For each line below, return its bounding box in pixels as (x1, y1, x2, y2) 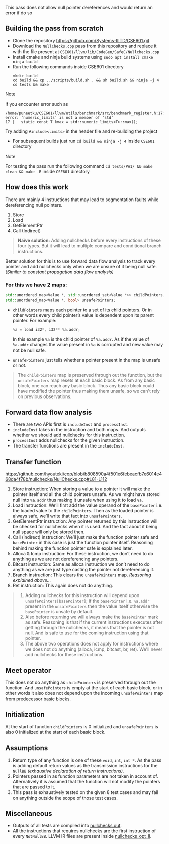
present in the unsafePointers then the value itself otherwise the (25, 603, 158, 609)
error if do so (5, 10, 33, 16)
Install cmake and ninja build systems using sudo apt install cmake (12, 54, 153, 60)
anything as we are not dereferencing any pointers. (12, 556, 119, 562)
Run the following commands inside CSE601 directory (12, 63, 124, 70)
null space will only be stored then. (12, 529, 85, 535)
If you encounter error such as (5, 101, 68, 107)
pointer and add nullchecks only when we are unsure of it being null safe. (5, 263, 157, 269)
